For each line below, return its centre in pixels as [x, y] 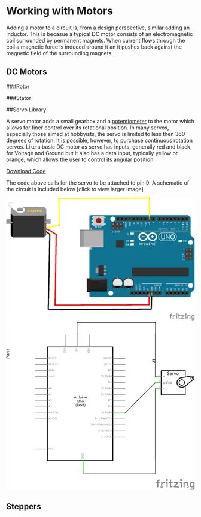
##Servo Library [26, 110]
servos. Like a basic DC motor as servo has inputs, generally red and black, [99, 146]
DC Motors [27, 72]
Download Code [26, 171]
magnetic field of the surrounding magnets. [60, 53]
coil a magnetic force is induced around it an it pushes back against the [94, 47]
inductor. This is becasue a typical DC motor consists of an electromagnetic [100, 34]
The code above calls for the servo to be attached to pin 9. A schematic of [98, 182]
